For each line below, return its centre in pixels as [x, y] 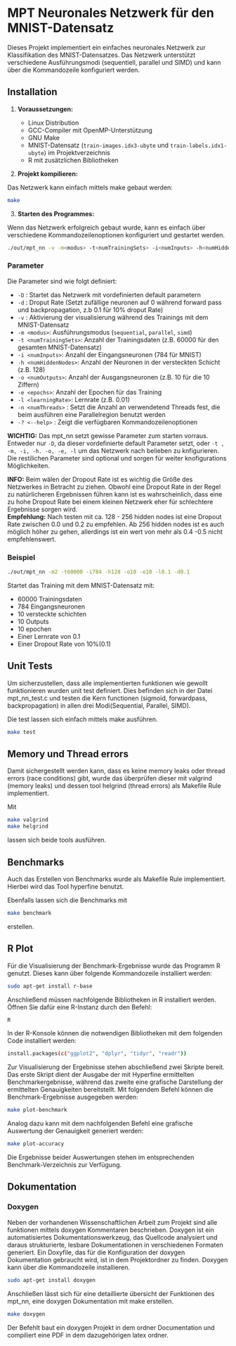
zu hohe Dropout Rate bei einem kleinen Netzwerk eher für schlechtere [110, 501]
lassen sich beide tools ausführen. [57, 840]
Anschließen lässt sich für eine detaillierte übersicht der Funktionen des [111, 1293]
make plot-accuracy [36, 1144]
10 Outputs [33, 621]
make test [22, 732]
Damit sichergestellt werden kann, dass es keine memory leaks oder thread [116, 771]
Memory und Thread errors [68, 754]
